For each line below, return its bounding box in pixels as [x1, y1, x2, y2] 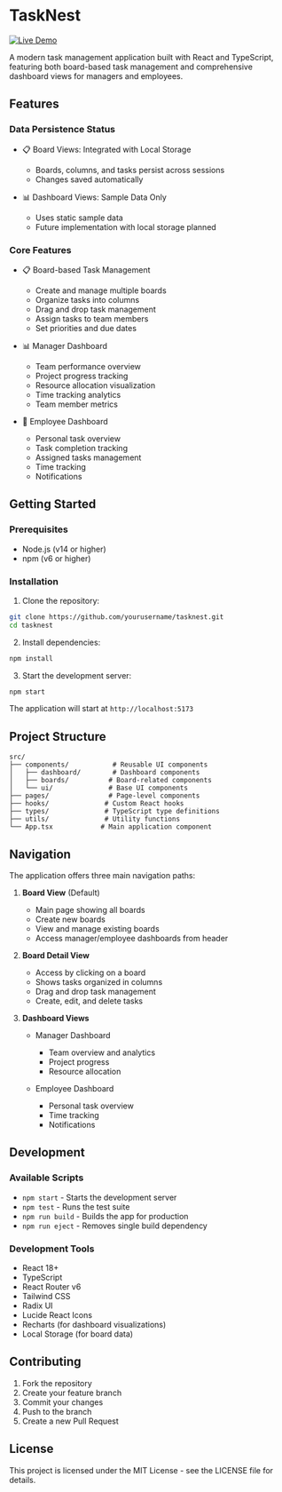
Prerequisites [9, 523, 68, 536]
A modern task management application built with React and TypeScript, [9, 52, 274, 62]
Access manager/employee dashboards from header [35, 933, 229, 944]
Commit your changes [21, 1396, 104, 1408]
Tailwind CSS [21, 1291, 71, 1302]
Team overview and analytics [48, 1047, 156, 1058]
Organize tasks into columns [35, 294, 140, 305]
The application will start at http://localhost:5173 [9, 703, 193, 714]
